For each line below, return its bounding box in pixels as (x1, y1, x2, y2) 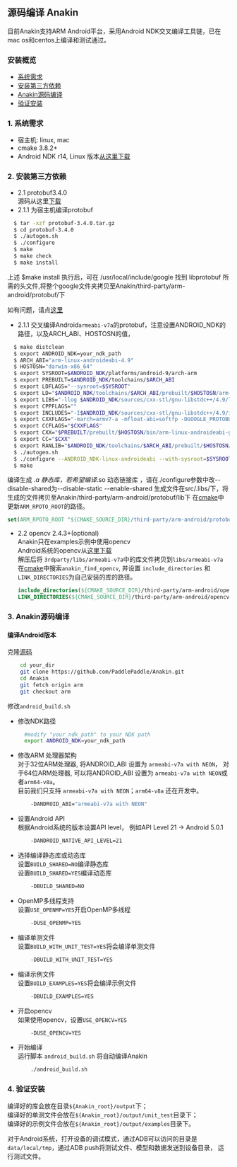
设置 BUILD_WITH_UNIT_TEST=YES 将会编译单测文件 (17, 942, 156, 950)
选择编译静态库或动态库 (17, 851, 86, 860)
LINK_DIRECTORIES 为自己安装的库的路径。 (17, 573, 137, 582)
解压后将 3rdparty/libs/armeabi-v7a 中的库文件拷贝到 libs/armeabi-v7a (17, 555, 224, 564)
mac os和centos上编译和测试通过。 (7, 35, 111, 44)
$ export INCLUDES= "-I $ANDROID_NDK (13, 409, 119, 416)
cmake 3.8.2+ (17, 144, 58, 152)
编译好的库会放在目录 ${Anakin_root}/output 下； (7, 1101, 148, 1110)
